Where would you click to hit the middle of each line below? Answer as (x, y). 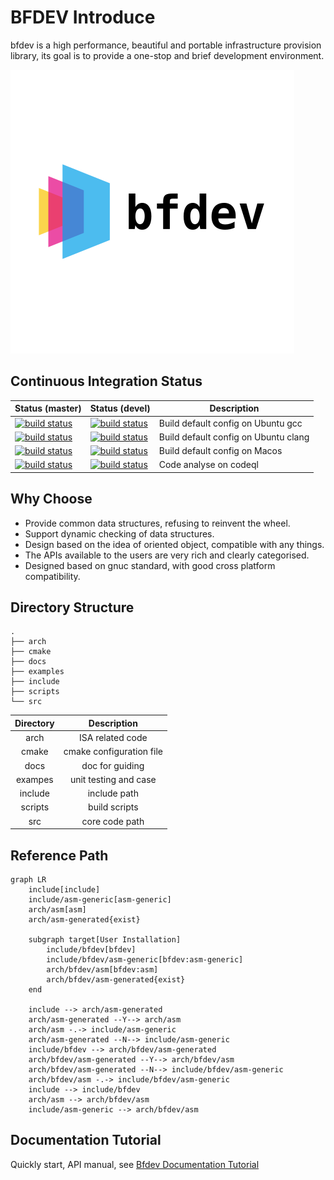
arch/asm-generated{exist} (84, 919)
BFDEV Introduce (83, 17)
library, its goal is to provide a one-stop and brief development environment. (167, 55)
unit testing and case (113, 779)
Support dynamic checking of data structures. (119, 533)
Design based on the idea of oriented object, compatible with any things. (174, 544)
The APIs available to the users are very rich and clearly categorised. (167, 555)
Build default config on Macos (220, 450)
